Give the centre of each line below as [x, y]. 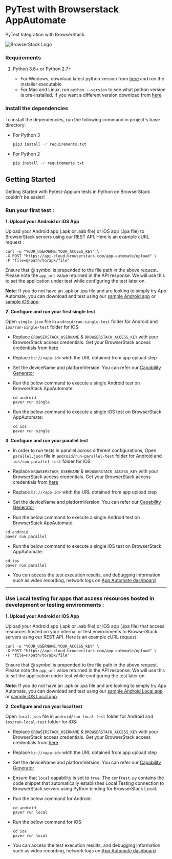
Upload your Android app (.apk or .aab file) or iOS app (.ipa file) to [75, 231]
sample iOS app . [23, 302]
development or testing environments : [55, 605]
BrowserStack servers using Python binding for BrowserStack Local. [85, 788]
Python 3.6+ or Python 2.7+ [42, 69]
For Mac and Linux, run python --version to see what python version [93, 90]
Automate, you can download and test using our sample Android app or [81, 296]
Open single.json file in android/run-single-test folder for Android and [82, 321]
